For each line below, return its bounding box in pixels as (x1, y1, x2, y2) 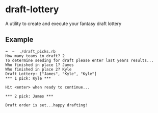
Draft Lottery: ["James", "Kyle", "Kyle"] (5, 71, 97, 76)
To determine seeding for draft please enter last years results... (5, 58, 154, 63)
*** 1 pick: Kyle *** (5, 76, 51, 81)
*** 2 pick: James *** (5, 94, 54, 99)
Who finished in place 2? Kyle (5, 66, 72, 72)
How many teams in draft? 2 (5, 53, 65, 58)
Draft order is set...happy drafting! (5, 102, 88, 108)
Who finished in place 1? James (5, 62, 74, 67)
